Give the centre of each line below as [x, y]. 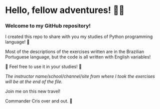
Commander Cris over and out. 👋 [39, 101]
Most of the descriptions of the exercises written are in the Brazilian [75, 51]
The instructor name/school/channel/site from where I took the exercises [80, 76]
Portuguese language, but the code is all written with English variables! [78, 57]
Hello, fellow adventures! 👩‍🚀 [65, 10]
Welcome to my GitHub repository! [48, 26]
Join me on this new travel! [33, 91]
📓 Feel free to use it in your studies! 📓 [44, 66]
